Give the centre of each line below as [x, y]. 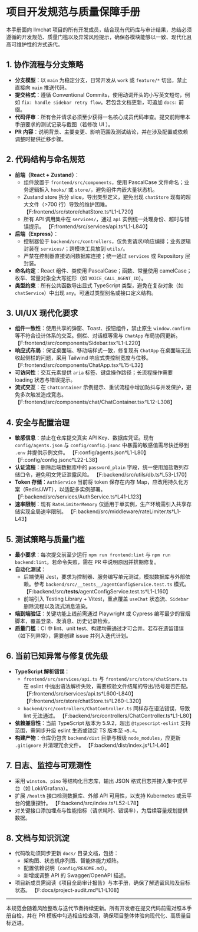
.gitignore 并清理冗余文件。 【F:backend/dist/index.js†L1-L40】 [93, 745]
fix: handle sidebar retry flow [61, 103]
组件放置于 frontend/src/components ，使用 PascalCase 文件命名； [104, 182]
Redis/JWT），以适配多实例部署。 [65, 490]
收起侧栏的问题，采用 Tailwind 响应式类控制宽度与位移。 [83, 358]
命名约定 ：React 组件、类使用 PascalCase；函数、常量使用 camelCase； [103, 270]
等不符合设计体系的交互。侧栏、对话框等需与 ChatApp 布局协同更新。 [98, 336]
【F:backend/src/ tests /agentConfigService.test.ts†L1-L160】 [97, 591]
